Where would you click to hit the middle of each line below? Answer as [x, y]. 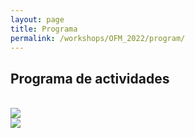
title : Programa [44, 29]
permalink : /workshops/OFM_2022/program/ [98, 38]
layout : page [37, 19]
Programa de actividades [90, 78]
